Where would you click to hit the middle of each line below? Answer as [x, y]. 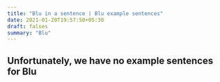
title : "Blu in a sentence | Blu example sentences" [85, 13]
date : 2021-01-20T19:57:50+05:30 [56, 20]
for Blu [22, 71]
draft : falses [28, 26]
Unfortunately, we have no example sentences [110, 60]
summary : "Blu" [29, 33]
